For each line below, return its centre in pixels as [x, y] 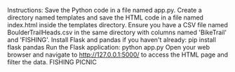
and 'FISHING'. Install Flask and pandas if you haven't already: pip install [112, 40]
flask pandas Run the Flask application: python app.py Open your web [109, 47]
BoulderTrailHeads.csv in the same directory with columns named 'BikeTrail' [117, 32]
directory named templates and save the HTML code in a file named [105, 17]
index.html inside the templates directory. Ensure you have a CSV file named [117, 25]
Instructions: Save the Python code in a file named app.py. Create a [105, 10]
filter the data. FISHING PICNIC [52, 62]
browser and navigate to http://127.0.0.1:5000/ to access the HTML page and [118, 55]
